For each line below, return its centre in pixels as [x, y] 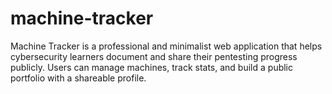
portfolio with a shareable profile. [78, 78]
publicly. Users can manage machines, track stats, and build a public [152, 67]
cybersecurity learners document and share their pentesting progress [154, 56]
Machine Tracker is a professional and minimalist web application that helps [166, 46]
